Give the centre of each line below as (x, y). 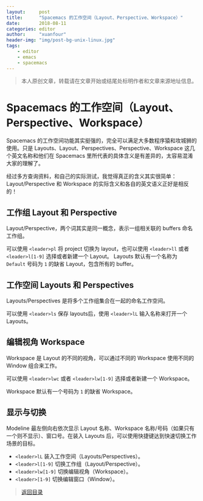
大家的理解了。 (25, 163)
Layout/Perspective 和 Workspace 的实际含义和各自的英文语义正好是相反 (98, 184)
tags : (13, 46)
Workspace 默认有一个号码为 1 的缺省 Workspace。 (71, 391)
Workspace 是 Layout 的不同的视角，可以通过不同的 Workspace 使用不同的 (100, 358)
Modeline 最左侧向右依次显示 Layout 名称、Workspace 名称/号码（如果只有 (100, 428)
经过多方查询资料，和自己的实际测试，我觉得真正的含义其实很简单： (91, 176)
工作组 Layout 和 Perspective (62, 212)
